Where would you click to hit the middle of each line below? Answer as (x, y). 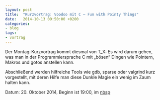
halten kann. (18, 82)
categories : (17, 24)
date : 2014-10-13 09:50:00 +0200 (42, 19)
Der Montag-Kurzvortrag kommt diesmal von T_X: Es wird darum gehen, (79, 51)
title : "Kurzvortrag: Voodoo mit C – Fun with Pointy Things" (72, 14)
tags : (11, 33)
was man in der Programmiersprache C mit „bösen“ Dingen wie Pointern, (80, 57)
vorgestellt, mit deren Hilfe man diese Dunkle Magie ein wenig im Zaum (78, 77)
